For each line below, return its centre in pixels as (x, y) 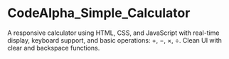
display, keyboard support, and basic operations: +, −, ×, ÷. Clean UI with (115, 40)
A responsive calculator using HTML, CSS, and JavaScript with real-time (113, 33)
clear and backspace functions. (54, 48)
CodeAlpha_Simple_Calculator (99, 13)
